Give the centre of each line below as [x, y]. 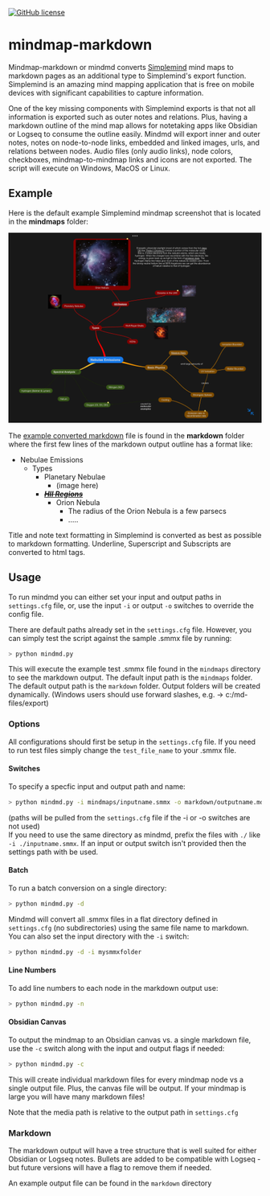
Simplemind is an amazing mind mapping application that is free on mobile [131, 84]
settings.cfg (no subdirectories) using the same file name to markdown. [129, 927]
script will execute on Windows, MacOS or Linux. [89, 168]
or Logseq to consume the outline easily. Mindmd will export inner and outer [135, 134]
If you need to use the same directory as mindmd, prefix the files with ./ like [135, 834]
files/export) [29, 703]
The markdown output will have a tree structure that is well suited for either [133, 1151]
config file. [26, 614]
